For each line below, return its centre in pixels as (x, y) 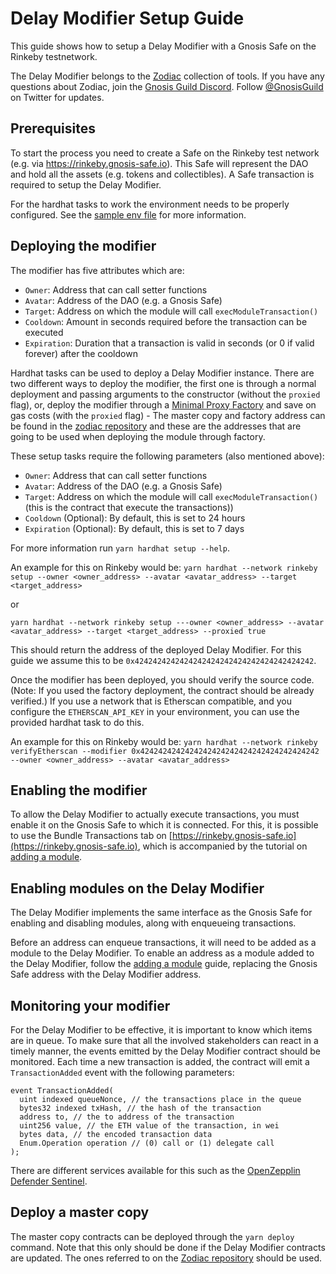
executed (44, 332)
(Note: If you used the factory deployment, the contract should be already (162, 690)
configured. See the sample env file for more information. (128, 214)
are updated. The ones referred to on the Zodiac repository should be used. (166, 1258)
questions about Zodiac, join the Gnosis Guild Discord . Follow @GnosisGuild (167, 86)
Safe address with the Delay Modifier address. (106, 974)
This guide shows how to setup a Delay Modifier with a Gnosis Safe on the (163, 46)
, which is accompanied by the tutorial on (222, 846)
